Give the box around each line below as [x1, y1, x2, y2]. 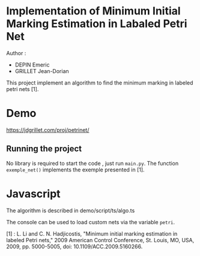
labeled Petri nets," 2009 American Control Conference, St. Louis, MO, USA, [6, 236, 195, 243]
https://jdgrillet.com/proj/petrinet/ [6, 126, 89, 133]
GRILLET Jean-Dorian [14, 67, 69, 74]
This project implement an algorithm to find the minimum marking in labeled [6, 79, 193, 86]
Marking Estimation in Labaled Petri [6, 17, 187, 31]
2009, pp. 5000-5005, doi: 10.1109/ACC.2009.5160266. [6, 243, 143, 250]
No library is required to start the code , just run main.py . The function [6, 159, 179, 167]
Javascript [6, 187, 61, 200]
